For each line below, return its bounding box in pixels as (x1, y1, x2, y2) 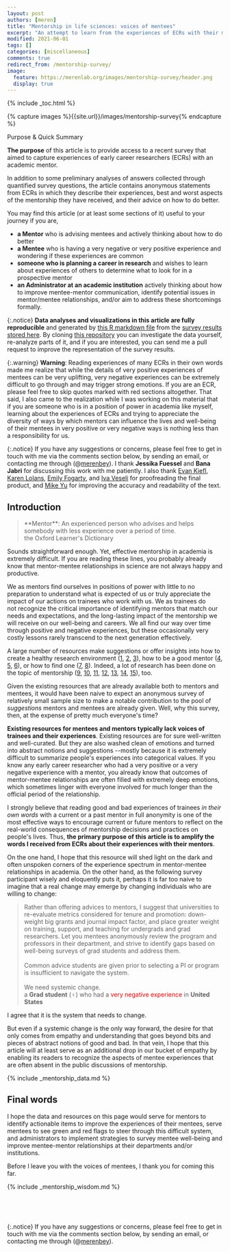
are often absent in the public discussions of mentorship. (7, 1061, 168, 1069)
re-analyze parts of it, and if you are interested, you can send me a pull (7, 338, 207, 347)
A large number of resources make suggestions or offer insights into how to (7, 647, 220, 656)
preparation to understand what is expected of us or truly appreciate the (7, 590, 211, 598)
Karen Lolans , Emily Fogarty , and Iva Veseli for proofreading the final (7, 474, 201, 483)
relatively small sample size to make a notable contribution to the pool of (7, 697, 212, 705)
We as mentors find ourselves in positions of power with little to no (7, 583, 195, 591)
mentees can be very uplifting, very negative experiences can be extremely (7, 373, 220, 382)
